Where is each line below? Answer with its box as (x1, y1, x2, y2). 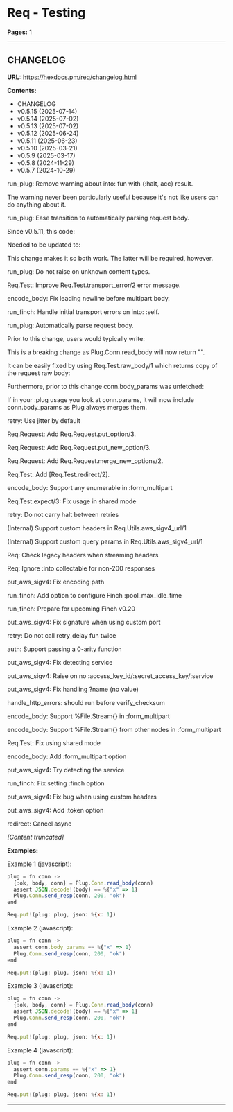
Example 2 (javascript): (7, 924, 74, 932)
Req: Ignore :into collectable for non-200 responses (7, 564, 155, 573)
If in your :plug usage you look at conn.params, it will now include (7, 395, 194, 403)
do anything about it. (7, 200, 67, 209)
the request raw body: (7, 369, 71, 377)
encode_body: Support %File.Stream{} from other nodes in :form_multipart (7, 725, 221, 733)
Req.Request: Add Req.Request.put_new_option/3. (7, 443, 151, 451)
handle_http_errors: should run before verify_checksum (7, 698, 165, 706)
